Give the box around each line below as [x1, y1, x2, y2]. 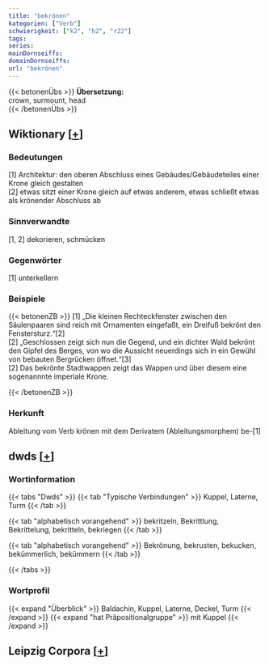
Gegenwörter [8, 254, 62, 265]
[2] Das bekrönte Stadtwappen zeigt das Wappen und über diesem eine [8, 363, 248, 373]
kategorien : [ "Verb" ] [8, 19, 82, 28]
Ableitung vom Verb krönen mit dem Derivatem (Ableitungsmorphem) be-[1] [8, 426, 261, 435]
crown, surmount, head [8, 95, 86, 105]
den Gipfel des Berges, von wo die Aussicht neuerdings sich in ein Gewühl [8, 346, 256, 356]
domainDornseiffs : [8, 57, 70, 66]
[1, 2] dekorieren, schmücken [8, 234, 106, 244]
